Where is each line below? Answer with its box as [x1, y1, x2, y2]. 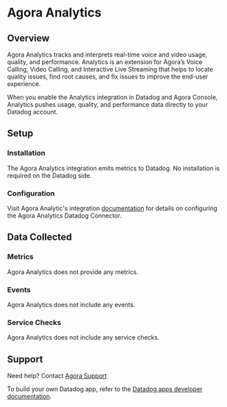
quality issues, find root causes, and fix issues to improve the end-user [7, 72, 208, 81]
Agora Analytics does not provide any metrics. [7, 267, 139, 276]
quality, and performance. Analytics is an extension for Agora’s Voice [7, 58, 203, 66]
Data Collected [7, 231, 72, 243]
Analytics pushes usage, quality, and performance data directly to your [7, 101, 208, 108]
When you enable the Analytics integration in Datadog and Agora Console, [7, 93, 218, 101]
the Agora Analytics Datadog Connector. [7, 211, 122, 220]
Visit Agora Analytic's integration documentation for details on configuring [7, 204, 218, 212]
